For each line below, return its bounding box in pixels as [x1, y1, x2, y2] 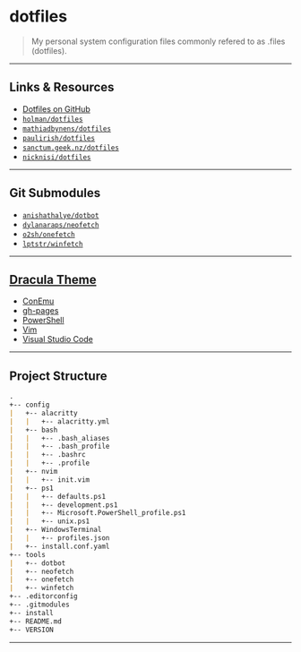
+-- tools [9, 550, 47, 559]
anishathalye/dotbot [21, 210, 99, 220]
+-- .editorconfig [9, 592, 78, 601]
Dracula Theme [9, 271, 97, 287]
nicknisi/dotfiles [21, 152, 91, 162]
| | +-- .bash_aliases [9, 433, 110, 442]
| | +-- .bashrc [9, 450, 87, 459]
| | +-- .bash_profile [9, 442, 110, 451]
